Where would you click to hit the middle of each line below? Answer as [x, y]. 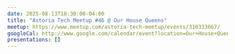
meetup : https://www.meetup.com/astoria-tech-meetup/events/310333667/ [114, 27]
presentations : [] [34, 40]
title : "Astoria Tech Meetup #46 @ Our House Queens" [87, 20]
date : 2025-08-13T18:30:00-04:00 [56, 14]
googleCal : [23, 33]
